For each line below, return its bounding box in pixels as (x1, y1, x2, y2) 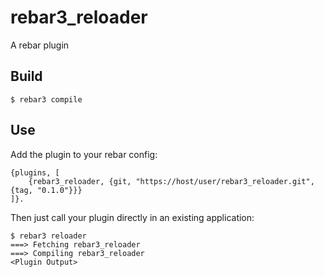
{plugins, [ (10, 167, 60, 178)
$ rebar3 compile (10, 94, 83, 105)
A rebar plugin (10, 39, 70, 51)
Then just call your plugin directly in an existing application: (10, 211, 255, 223)
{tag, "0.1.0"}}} (10, 185, 83, 195)
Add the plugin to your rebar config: (10, 148, 158, 160)
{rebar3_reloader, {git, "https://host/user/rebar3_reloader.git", (28, 176, 315, 186)
